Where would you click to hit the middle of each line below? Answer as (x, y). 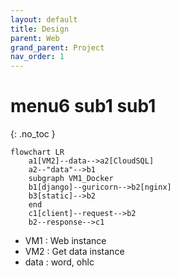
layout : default (44, 19)
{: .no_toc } (33, 134)
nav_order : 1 (37, 57)
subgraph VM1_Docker (71, 179)
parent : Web (35, 38)
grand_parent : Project (57, 47)
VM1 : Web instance (65, 241)
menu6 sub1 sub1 (83, 106)
